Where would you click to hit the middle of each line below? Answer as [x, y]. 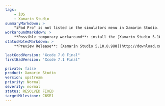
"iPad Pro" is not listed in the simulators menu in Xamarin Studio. [87, 28]
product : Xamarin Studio [30, 73]
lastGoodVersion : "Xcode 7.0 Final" [42, 55]
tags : [11, 10]
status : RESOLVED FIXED [29, 91]
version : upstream [24, 78]
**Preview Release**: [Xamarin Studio [54, 46]
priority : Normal [23, 82]
